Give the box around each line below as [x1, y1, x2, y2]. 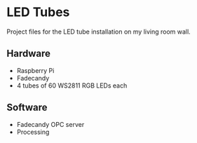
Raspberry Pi [16, 66, 55, 74]
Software [6, 102, 48, 114]
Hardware [6, 48, 50, 60]
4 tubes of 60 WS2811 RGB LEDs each [16, 81, 128, 90]
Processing [16, 128, 50, 136]
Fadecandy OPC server [16, 120, 85, 128]
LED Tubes [6, 4, 70, 20]
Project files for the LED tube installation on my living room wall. [6, 27, 191, 36]
